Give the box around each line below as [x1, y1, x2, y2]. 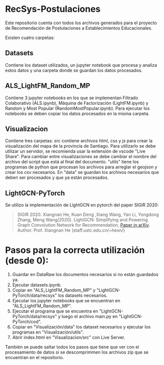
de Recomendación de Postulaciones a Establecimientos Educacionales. [5, 25, 153, 31]
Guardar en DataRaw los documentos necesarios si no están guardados [12, 272, 159, 278]
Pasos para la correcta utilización [5, 244, 145, 256]
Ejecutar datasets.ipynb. [12, 282, 62, 288]
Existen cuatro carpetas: [5, 35, 55, 41]
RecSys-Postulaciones [5, 3, 101, 15]
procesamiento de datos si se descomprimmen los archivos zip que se [5, 349, 149, 355]
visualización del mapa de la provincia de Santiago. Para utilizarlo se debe [5, 143, 156, 149]
